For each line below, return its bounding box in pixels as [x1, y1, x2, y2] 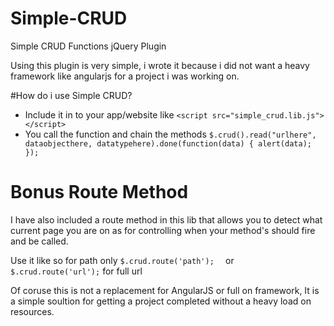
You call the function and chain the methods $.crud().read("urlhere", [24, 128, 317, 140]
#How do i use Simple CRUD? [10, 89, 133, 101]
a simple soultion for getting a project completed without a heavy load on [10, 295, 312, 307]
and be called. [10, 235, 69, 247]
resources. [10, 305, 55, 317]
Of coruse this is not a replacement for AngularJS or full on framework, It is [10, 284, 320, 296]
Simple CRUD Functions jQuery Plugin [10, 40, 167, 52]
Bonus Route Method [10, 181, 189, 204]
